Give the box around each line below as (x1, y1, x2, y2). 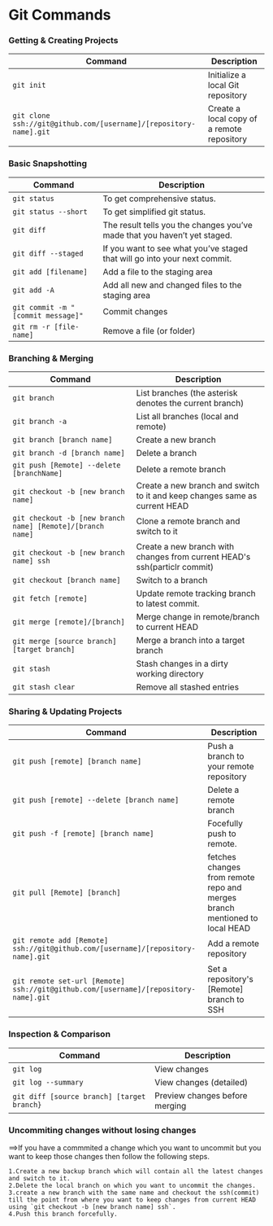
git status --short (12, 207, 88, 217)
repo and (207, 882, 242, 893)
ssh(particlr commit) (136, 562, 214, 573)
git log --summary (12, 1077, 84, 1087)
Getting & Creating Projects (8, 35, 119, 46)
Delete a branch (136, 448, 197, 459)
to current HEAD (136, 621, 199, 633)
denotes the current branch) (136, 397, 245, 409)
